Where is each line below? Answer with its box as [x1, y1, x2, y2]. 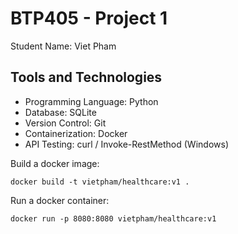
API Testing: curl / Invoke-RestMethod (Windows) [24, 138, 229, 150]
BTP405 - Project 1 [10, 7, 168, 30]
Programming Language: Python [24, 95, 159, 107]
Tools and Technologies [10, 69, 163, 86]
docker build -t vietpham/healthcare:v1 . [10, 177, 190, 187]
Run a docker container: [10, 194, 110, 206]
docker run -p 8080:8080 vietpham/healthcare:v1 [10, 213, 217, 224]
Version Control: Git [24, 117, 107, 129]
